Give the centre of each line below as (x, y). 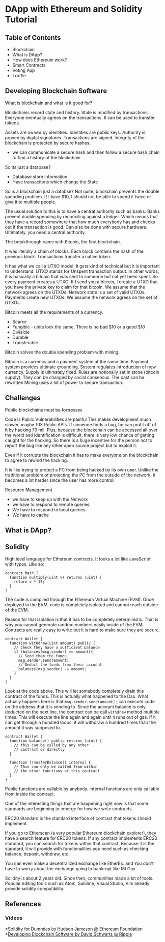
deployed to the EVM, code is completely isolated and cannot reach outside (82, 604)
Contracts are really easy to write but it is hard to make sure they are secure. (82, 630)
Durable (20, 337)
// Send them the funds (42, 656)
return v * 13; (29, 582)
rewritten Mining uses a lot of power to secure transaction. (64, 383)
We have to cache (30, 515)
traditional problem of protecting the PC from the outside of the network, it (80, 475)
